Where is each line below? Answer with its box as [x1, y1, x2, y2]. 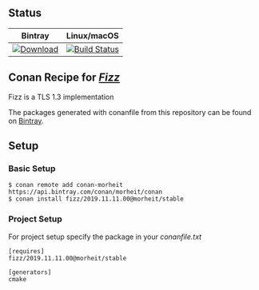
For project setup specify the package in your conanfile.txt [8, 232, 202, 241]
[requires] [8, 247, 45, 255]
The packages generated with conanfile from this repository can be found [8, 107, 252, 117]
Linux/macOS [66, 30, 119, 41]
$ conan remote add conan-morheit [8, 181, 124, 189]
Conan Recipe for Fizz [8, 71, 120, 85]
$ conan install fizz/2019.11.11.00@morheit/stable [8, 195, 184, 203]
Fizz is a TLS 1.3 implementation [8, 92, 114, 101]
